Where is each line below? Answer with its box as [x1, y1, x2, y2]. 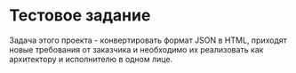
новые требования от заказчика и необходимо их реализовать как [9, 44, 264, 54]
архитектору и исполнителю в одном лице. [9, 53, 173, 64]
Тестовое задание [9, 5, 151, 26]
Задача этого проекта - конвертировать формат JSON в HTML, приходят [9, 35, 287, 45]
